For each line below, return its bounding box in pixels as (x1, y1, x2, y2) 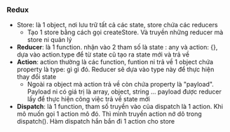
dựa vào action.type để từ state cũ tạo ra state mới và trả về (16, 50, 190, 59)
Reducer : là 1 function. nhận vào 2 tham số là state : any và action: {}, (16, 43, 218, 52)
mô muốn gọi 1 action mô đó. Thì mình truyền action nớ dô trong (16, 110, 203, 118)
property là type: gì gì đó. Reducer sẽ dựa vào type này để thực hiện (16, 65, 215, 74)
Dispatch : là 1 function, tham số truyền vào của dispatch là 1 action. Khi (16, 103, 224, 111)
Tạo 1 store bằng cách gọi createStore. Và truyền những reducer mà (27, 28, 224, 36)
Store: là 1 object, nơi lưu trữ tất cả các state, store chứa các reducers (16, 21, 218, 29)
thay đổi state (16, 73, 57, 81)
